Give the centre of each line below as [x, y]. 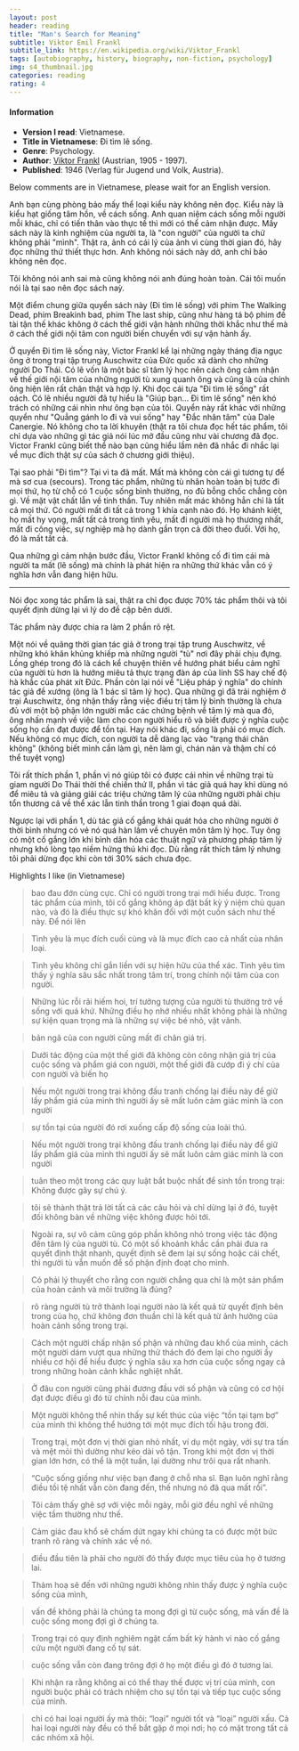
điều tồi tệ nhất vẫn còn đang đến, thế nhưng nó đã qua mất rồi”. [149, 1487]
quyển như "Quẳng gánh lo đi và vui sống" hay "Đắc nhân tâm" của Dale [142, 417]
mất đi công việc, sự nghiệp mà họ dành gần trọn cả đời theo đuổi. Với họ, [145, 529]
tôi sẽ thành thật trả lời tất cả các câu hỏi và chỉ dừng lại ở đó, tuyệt [154, 1207]
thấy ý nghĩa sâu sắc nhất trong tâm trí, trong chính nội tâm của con [155, 974]
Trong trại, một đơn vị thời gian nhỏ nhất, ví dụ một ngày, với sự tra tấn [160, 1442]
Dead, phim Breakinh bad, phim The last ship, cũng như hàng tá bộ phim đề [148, 314]
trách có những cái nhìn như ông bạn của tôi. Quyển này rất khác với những [148, 407]
